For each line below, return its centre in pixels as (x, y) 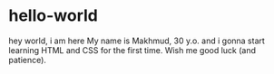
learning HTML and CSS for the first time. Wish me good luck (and (132, 50)
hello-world (54, 16)
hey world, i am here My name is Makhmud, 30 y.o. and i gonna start (137, 41)
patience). (28, 60)
